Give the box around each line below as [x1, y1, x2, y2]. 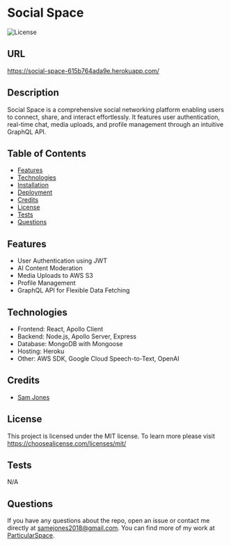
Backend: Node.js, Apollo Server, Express [17, 332, 137, 341]
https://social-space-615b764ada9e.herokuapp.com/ [7, 66, 160, 75]
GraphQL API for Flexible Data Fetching [17, 286, 130, 295]
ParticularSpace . [7, 531, 55, 540]
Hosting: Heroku [17, 347, 65, 355]
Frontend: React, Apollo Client [17, 325, 104, 333]
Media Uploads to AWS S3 [17, 272, 94, 280]
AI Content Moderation [17, 264, 83, 272]
